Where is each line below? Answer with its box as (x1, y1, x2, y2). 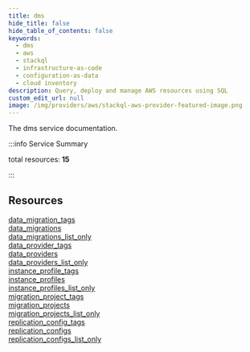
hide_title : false (8, 19, 70, 27)
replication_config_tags (8, 317, 86, 326)
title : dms (8, 11, 45, 20)
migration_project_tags (8, 291, 84, 301)
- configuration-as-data (15, 72, 99, 80)
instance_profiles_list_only (8, 283, 96, 293)
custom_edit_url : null (8, 94, 84, 102)
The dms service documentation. (8, 124, 118, 133)
